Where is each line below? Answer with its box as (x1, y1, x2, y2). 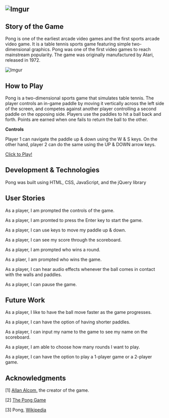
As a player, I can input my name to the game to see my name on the (5, 329, 148, 335)
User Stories (5, 194, 45, 203)
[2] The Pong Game (5, 397, 46, 403)
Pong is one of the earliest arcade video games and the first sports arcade (5, 36, 160, 42)
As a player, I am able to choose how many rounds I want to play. (5, 344, 140, 350)
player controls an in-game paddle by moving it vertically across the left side (5, 101, 164, 107)
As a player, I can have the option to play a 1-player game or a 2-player (5, 354, 152, 360)
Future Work (5, 296, 45, 305)
